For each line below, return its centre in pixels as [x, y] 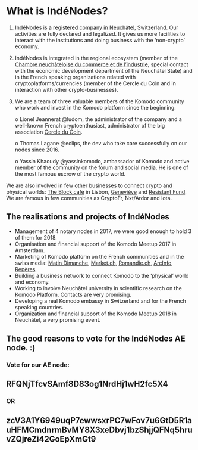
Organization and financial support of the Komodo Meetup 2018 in [96, 314]
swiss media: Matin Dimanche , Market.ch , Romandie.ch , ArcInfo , [94, 263]
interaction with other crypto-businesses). [66, 89]
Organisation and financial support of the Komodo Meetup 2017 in [95, 244]
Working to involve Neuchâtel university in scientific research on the [98, 288]
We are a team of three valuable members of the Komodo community [99, 101]
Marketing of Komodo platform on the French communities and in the [99, 256]
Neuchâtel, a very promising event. [58, 319]
